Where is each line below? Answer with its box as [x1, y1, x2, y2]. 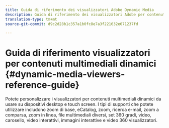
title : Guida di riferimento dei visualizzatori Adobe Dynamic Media [5, 7, 154, 13]
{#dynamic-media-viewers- [5, 69, 125, 80]
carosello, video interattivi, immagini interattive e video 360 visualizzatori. [5, 117, 157, 123]
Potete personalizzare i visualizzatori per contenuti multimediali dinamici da [5, 96, 161, 102]
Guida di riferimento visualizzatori [5, 47, 150, 59]
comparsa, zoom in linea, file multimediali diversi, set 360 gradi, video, [5, 112, 152, 118]
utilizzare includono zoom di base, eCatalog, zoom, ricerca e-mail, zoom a [5, 106, 159, 113]
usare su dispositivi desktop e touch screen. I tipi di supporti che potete [5, 101, 153, 107]
